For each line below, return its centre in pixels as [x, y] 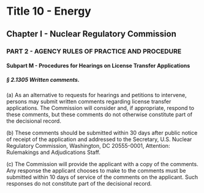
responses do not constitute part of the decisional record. [79, 184]
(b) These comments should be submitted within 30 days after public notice [102, 133]
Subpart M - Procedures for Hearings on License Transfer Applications [98, 66]
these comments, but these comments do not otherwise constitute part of [100, 115]
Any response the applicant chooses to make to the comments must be [96, 171]
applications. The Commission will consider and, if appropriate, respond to [100, 108]
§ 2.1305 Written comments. [43, 79]
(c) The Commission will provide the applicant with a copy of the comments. [102, 164]
